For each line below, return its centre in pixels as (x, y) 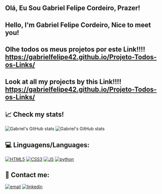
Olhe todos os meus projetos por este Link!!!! (75, 50)
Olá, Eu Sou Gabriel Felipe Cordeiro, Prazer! (73, 8)
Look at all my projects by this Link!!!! (63, 82)
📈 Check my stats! (35, 114)
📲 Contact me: (27, 175)
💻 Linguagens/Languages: (47, 145)
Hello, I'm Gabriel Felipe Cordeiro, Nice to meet (78, 25)
